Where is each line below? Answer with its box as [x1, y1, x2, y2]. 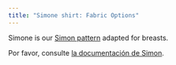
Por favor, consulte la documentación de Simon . [8, 48, 164, 57]
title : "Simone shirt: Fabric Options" [8, 11, 140, 20]
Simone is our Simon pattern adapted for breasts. [8, 33, 169, 42]
